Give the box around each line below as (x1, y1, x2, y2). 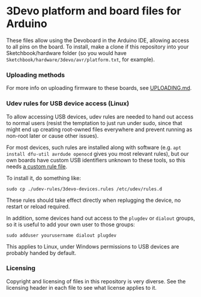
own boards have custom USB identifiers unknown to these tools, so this (6, 156, 186, 163)
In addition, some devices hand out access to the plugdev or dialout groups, (6, 214, 195, 222)
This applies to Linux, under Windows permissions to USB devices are (6, 243, 179, 250)
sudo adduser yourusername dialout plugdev (6, 232, 117, 238)
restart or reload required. (6, 202, 70, 210)
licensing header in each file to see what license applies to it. (6, 284, 157, 291)
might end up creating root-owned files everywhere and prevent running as (6, 126, 193, 133)
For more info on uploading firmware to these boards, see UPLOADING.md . (6, 84, 192, 92)
